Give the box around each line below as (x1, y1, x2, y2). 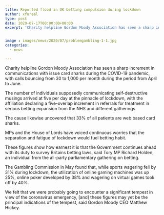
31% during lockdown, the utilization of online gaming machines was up (5, 169, 149, 175)
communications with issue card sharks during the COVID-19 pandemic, (5, 70, 150, 76)
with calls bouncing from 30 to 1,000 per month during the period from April (5, 75, 158, 81)
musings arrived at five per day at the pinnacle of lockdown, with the (5, 95, 143, 101)
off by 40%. (5, 179, 29, 185)
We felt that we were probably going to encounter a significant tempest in (5, 189, 153, 195)
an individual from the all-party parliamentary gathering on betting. (5, 155, 140, 160)
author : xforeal (5, 12, 38, 17)
